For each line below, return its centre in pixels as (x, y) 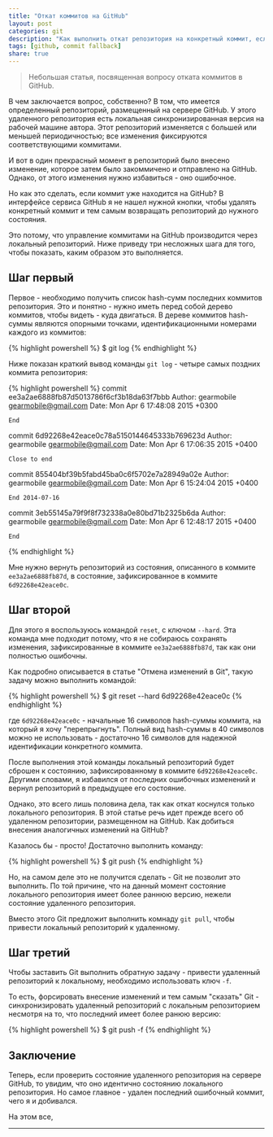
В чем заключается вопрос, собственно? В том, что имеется (114, 101)
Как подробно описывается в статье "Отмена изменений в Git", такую (131, 671)
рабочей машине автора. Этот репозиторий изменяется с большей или (133, 127)
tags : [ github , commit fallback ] (65, 46)
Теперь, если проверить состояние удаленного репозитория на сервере (135, 1075)
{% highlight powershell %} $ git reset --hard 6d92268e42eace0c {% (126, 696)
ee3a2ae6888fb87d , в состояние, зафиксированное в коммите (113, 575)
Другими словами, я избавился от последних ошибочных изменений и (132, 779)
